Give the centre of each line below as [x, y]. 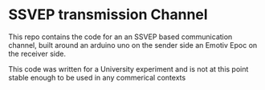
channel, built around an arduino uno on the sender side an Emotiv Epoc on [133, 45]
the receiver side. [37, 53]
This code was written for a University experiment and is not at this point [128, 68]
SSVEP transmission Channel [108, 15]
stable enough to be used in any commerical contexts [97, 77]
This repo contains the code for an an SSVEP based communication [120, 37]
